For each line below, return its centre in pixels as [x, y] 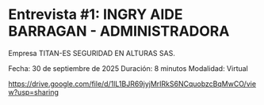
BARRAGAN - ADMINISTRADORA [119, 31]
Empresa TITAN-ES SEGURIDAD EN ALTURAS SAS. [92, 53]
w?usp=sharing [34, 92]
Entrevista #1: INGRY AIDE [96, 15]
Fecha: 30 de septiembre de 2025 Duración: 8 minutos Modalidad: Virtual [128, 68]
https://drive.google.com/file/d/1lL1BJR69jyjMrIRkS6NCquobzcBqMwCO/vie [132, 84]
